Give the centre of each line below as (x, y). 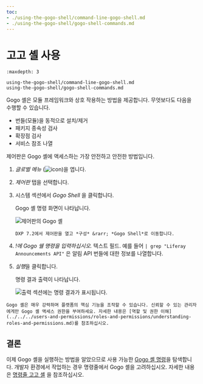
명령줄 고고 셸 (29, 375)
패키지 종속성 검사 (36, 128)
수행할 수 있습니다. (28, 108)
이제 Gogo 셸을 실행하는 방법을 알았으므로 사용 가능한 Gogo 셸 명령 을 (89, 360)
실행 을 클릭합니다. (36, 266)
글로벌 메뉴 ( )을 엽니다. (50, 169)
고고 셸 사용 (33, 55)
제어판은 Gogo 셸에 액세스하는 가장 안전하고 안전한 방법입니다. (81, 157)
